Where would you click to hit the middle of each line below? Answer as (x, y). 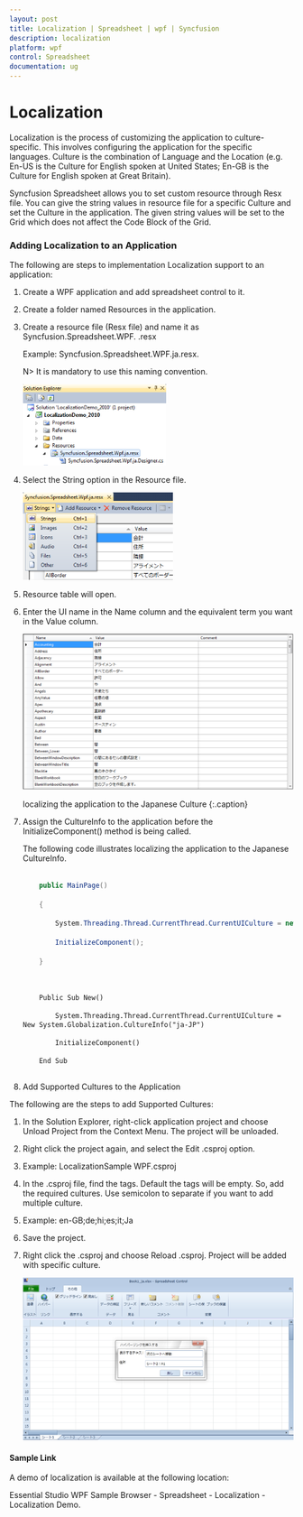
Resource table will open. (69, 595)
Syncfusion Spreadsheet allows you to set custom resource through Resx (146, 193)
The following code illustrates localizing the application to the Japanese (156, 849)
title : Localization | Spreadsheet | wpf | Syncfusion (115, 28)
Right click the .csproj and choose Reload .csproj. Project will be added (154, 1255)
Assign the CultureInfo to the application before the (118, 822)
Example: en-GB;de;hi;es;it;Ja (78, 1220)
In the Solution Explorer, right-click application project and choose (145, 1121)
